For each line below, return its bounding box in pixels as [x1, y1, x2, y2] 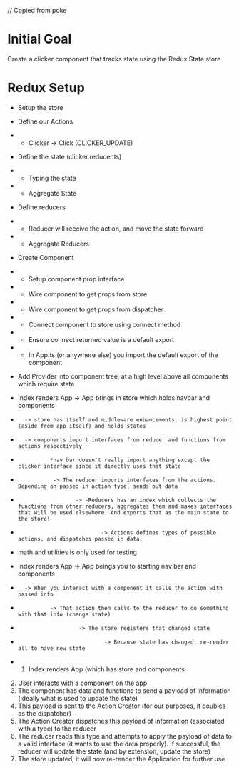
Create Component [17, 253, 74, 261]
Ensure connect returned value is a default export [28, 335, 175, 344]
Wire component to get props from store [28, 289, 148, 299]
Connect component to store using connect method [28, 320, 181, 329]
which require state [17, 379, 75, 388]
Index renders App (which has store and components [28, 664, 185, 674]
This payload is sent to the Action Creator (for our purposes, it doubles [17, 701, 226, 710]
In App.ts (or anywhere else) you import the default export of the [28, 350, 219, 359]
